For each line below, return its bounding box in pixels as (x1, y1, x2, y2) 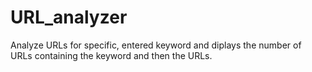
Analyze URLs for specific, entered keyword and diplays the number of (10, 39, 302, 51)
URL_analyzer (10, 6, 128, 29)
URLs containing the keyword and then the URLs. (10, 49, 213, 61)
